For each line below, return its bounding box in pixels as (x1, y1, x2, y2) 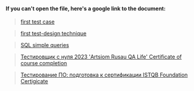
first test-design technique (20, 30, 87, 37)
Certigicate (20, 78, 49, 85)
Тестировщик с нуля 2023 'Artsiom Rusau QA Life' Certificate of (20, 53, 182, 60)
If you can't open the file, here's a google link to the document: (5, 5, 166, 12)
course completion (20, 60, 67, 67)
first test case (20, 18, 55, 25)
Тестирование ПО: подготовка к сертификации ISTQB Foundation (20, 71, 188, 78)
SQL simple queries (20, 42, 69, 49)
